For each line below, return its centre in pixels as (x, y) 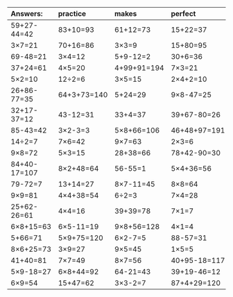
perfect (183, 14)
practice (72, 14)
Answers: (27, 14)
